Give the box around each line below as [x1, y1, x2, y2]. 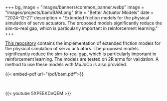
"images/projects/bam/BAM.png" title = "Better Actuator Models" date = [5, 9, 154, 15]
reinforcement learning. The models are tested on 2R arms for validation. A [5, 56, 159, 62]
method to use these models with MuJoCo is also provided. [5, 62, 127, 67]
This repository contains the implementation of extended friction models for [5, 40, 161, 46]
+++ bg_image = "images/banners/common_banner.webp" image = [5, 4, 145, 10]
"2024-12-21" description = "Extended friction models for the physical [5, 15, 150, 20]
